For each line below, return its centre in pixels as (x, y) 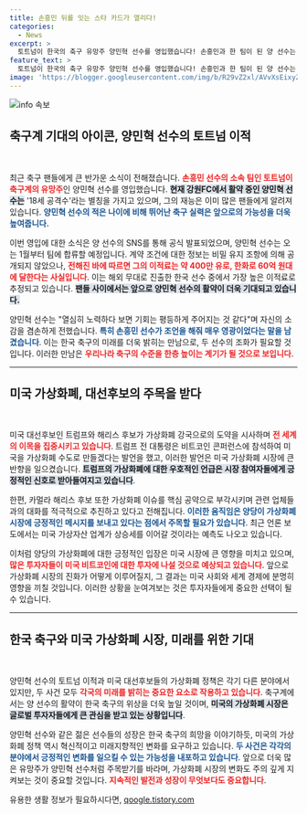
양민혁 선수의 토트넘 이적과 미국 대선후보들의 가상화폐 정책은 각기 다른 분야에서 (150, 681)
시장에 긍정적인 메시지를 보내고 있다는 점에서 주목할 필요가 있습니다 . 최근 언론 (146, 523)
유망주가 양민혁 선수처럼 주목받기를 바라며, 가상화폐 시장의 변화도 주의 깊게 (152, 769)
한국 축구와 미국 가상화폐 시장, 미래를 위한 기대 (132, 639)
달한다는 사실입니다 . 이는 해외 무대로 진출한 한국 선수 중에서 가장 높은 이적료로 (157, 277)
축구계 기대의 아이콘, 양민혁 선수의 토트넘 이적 (130, 137)
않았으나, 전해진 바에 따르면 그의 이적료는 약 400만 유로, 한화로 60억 (155, 265)
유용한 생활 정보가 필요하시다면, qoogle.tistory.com (102, 799)
